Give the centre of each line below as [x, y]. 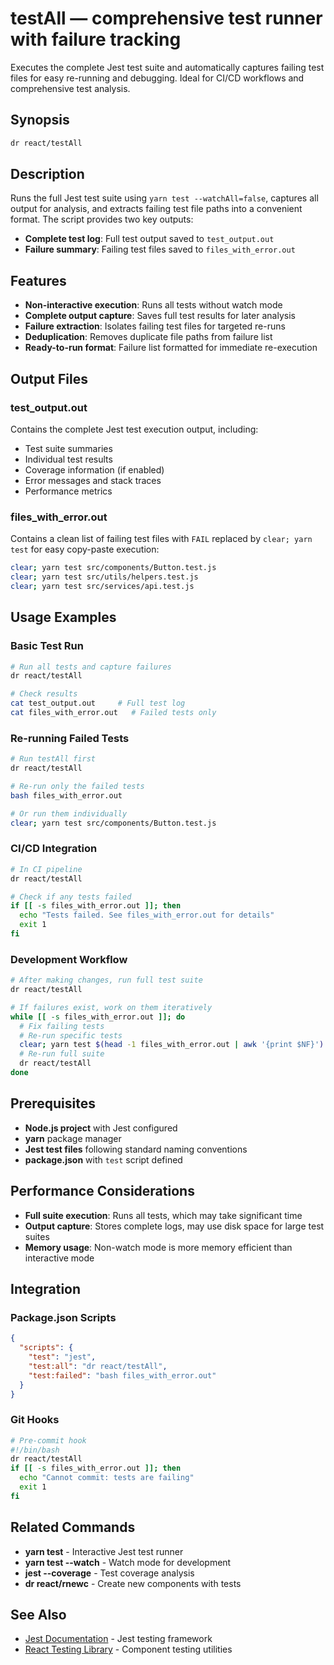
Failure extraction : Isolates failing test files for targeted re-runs [155, 326]
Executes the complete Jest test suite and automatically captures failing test [167, 67]
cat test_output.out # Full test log [98, 703]
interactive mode [59, 1258]
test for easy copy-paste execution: [85, 549]
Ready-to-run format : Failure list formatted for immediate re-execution [171, 348]
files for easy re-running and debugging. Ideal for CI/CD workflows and [157, 78]
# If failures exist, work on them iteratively [111, 1007]
